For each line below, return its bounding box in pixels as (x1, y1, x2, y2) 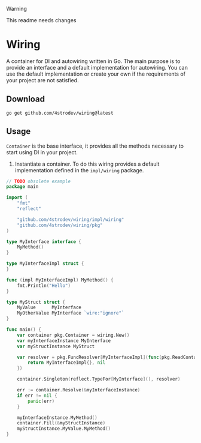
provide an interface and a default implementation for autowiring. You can (6, 64, 188, 71)
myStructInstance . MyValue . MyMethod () (17, 426, 111, 432)
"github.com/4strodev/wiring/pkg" (17, 222, 103, 228)
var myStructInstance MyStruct (17, 343, 95, 349)
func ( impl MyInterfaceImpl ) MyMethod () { (6, 277, 114, 283)
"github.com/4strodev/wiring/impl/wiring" (17, 216, 124, 223)
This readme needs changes (6, 17, 77, 23)
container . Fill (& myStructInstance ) (17, 420, 106, 426)
